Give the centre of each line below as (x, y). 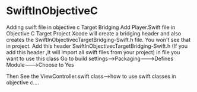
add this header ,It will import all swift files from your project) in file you (93, 52)
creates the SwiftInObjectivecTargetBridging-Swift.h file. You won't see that (99, 40)
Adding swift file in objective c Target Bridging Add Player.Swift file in (91, 27)
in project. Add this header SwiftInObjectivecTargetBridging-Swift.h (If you (97, 46)
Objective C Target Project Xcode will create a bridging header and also (94, 33)
